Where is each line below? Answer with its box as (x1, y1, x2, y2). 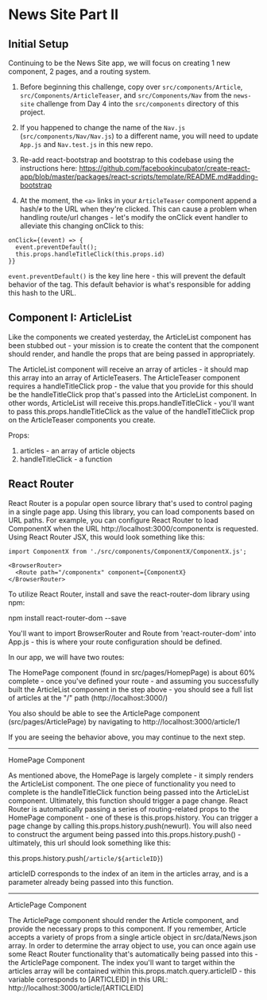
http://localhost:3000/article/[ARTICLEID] (8, 983, 145, 992)
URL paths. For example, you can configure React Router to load (8, 515, 219, 525)
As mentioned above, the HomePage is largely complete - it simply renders (8, 770, 254, 780)
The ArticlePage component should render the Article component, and (8, 915, 239, 925)
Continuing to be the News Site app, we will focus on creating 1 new (8, 58, 230, 68)
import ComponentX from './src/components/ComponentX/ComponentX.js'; (8, 547, 247, 555)
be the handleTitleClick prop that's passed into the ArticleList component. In (8, 389, 257, 399)
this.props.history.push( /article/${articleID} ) (8, 853, 164, 863)
